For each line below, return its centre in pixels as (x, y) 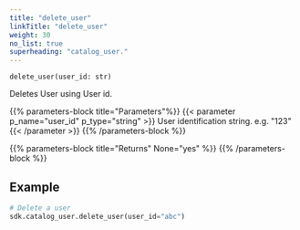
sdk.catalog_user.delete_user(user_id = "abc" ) (97, 216)
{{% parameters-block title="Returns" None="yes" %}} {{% (122, 149)
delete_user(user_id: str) (61, 77)
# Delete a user (40, 208)
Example (35, 187)
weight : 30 (30, 35)
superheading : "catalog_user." (69, 52)
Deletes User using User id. (61, 94)
